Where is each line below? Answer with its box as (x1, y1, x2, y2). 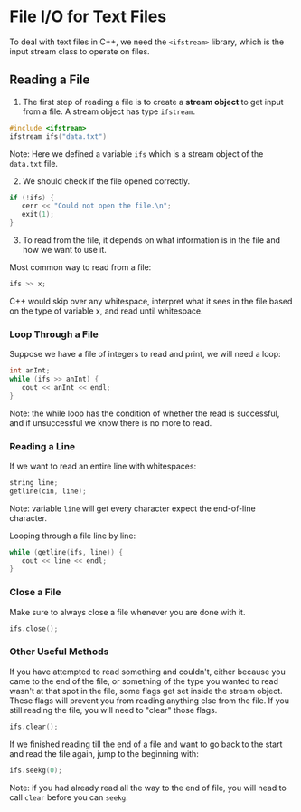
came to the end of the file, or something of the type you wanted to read (9, 675, 278, 686)
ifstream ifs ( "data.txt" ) (9, 131, 107, 141)
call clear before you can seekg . (9, 791, 128, 803)
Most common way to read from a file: (9, 262, 152, 273)
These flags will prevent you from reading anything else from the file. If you (9, 695, 290, 706)
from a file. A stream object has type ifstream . (22, 106, 196, 117)
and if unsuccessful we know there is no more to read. (9, 417, 212, 428)
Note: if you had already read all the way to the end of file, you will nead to (9, 782, 287, 793)
